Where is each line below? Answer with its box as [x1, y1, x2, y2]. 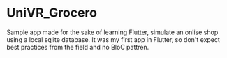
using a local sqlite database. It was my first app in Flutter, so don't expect [6, 35, 221, 43]
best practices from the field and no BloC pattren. [6, 43, 149, 51]
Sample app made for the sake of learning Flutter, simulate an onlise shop [6, 28, 219, 36]
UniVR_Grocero [6, 5, 97, 21]
